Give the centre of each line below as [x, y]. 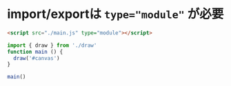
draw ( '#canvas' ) [37, 58]
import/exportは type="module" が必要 [115, 14]
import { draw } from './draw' [52, 45]
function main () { [35, 52]
